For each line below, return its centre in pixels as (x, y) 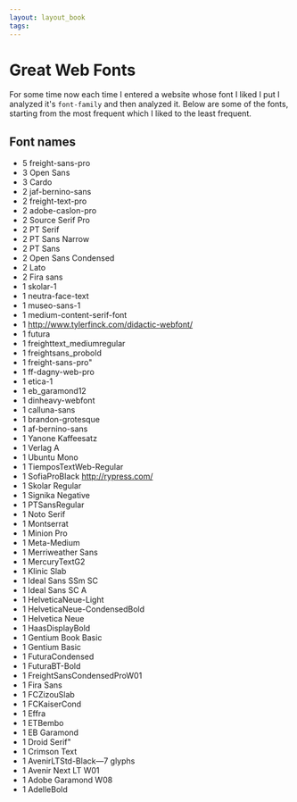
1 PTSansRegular (53, 505)
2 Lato (34, 268)
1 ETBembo (43, 723)
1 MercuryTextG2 (54, 562)
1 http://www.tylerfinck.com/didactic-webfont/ (107, 325)
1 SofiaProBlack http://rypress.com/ (87, 476)
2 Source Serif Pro (56, 221)
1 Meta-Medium (51, 543)
